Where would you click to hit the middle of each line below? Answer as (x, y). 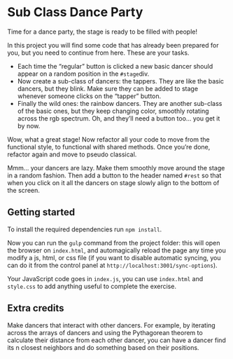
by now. (29, 126)
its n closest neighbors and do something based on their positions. (103, 347)
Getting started (41, 212)
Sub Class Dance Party (75, 12)
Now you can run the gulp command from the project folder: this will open (114, 243)
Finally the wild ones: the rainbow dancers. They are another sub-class (120, 103)
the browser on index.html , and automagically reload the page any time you (116, 250)
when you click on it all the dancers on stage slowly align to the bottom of (113, 182)
